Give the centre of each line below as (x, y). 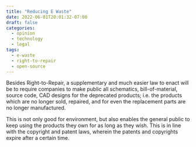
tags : (13, 50)
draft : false (22, 22)
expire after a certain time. (38, 138)
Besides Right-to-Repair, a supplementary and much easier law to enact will (97, 83)
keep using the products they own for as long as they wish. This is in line (94, 126)
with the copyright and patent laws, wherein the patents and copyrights (92, 132)
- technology (27, 39)
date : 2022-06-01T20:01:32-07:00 (47, 17)
